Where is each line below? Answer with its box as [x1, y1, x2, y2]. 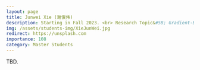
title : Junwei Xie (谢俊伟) [6, 14, 73, 20]
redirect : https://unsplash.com [6, 31, 86, 37]
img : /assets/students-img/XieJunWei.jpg [6, 25, 111, 31]
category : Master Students [6, 42, 73, 48]
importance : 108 [6, 36, 46, 42]
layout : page [6, 8, 39, 15]
